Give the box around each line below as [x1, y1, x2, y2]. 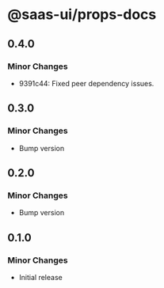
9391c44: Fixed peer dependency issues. [18, 78, 154, 88]
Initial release [18, 272, 63, 282]
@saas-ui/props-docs [7, 6, 157, 24]
